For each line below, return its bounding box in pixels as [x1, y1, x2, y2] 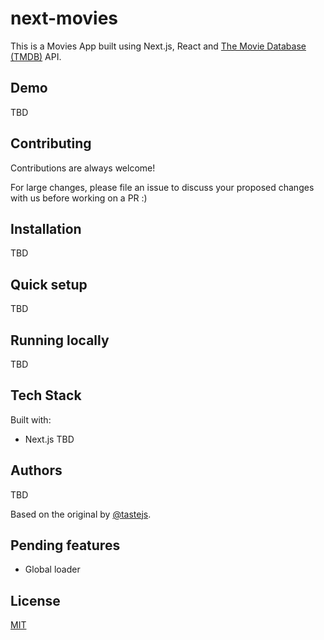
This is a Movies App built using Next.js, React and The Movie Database [10, 40, 307, 52]
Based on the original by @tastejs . [10, 508, 152, 520]
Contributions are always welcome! [10, 162, 156, 174]
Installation [10, 220, 82, 237]
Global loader [24, 563, 81, 576]
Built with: [10, 413, 52, 426]
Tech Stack [10, 387, 82, 404]
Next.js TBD [24, 433, 75, 445]
